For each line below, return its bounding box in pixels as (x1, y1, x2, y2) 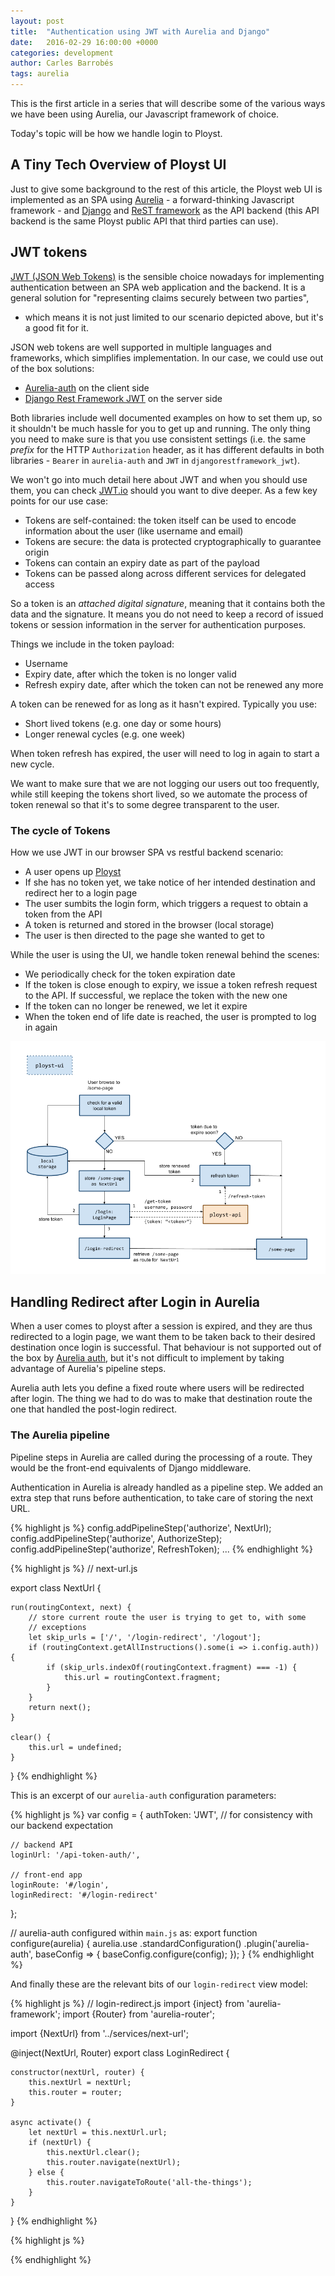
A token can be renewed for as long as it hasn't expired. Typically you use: (10, 698, 317, 710)
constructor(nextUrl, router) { (10, 2067, 145, 2077)
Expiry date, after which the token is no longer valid (24, 668, 237, 680)
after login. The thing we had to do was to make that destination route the (10, 1393, 313, 1405)
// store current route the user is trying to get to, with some (28, 1612, 307, 1622)
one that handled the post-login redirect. (10, 1403, 178, 1415)
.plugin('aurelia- (243, 1937, 310, 1949)
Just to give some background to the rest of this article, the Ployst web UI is (10, 183, 323, 195)
